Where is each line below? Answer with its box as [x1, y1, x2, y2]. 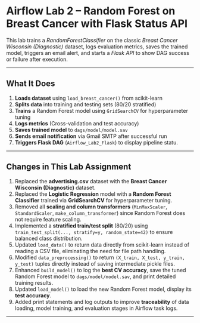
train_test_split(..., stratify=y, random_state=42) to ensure [14, 228, 173, 235]
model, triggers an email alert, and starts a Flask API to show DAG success [6, 49, 189, 56]
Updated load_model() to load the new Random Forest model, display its [14, 285, 192, 293]
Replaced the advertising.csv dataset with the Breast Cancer [14, 177, 167, 184]
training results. [14, 279, 54, 286]
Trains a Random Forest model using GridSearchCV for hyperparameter [14, 107, 189, 114]
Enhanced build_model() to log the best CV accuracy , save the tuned [14, 266, 186, 273]
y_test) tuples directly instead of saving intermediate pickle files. [14, 260, 176, 267]
